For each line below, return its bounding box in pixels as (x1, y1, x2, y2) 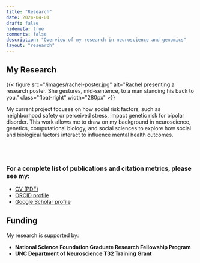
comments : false (6, 31, 47, 37)
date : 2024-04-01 (6, 14, 50, 21)
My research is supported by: (6, 232, 79, 239)
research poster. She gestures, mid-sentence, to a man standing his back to (6, 87, 194, 94)
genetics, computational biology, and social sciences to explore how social (6, 124, 192, 131)
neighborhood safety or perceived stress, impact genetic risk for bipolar (6, 112, 185, 119)
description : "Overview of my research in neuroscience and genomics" (6, 37, 187, 43)
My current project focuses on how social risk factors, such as (6, 105, 161, 112)
